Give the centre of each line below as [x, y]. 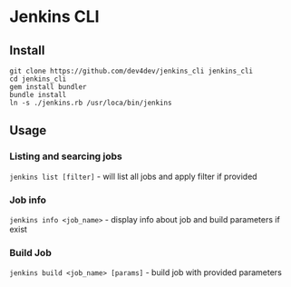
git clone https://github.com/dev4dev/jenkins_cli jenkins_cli [131, 71]
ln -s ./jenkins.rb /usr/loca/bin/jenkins [91, 103]
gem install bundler [48, 87]
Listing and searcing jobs [66, 156]
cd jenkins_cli [38, 79]
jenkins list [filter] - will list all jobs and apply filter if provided [133, 176]
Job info [28, 200]
